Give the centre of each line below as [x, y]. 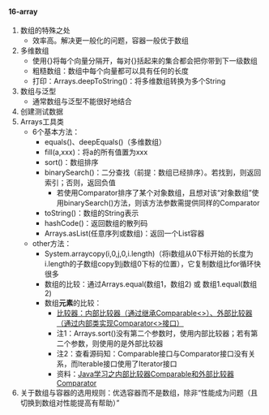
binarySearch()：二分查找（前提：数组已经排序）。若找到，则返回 [153, 173]
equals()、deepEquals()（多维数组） [105, 142]
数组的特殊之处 [45, 30]
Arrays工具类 [42, 122]
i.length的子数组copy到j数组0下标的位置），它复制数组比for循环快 [153, 264]
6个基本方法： [56, 132]
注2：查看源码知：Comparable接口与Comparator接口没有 [152, 354]
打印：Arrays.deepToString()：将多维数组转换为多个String [129, 81]
